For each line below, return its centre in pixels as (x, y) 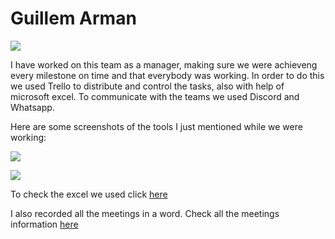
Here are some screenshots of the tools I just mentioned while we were (156, 126)
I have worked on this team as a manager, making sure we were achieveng (164, 64)
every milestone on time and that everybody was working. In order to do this (167, 75)
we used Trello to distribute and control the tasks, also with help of (147, 86)
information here (44, 224)
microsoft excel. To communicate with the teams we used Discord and (155, 96)
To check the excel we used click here (89, 194)
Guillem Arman (73, 18)
